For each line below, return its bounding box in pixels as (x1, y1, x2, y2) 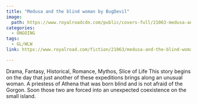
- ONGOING (11, 30, 35, 36)
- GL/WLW (11, 41, 33, 47)
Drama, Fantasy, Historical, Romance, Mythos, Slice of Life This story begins (6, 68, 191, 75)
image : (6, 14, 22, 20)
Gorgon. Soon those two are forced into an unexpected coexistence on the (6, 86, 186, 93)
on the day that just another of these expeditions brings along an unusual (6, 74, 183, 81)
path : (11, 19, 25, 25)
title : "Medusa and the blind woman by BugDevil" (6, 8, 130, 15)
